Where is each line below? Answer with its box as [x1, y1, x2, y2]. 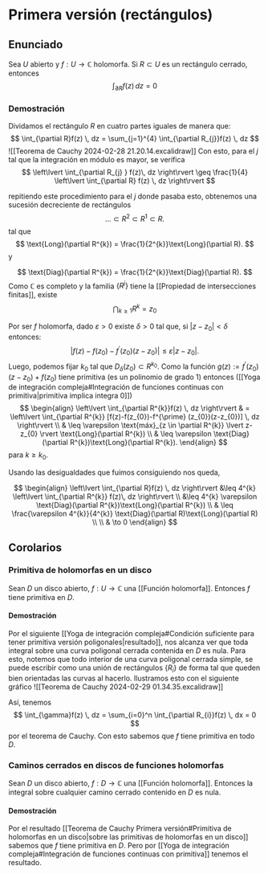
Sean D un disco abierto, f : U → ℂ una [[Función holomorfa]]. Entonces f [8, 583, 250, 593]
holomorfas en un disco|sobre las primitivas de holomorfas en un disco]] [8, 832, 249, 842]
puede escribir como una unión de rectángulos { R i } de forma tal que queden [8, 663, 261, 674]
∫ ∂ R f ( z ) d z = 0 [112, 81, 158, 92]
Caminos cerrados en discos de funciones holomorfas [8, 759, 225, 770]
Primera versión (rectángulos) [8, 6, 213, 24]
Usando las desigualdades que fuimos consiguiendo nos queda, [8, 468, 221, 477]
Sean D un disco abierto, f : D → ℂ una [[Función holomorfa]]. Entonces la [8, 778, 254, 788]
